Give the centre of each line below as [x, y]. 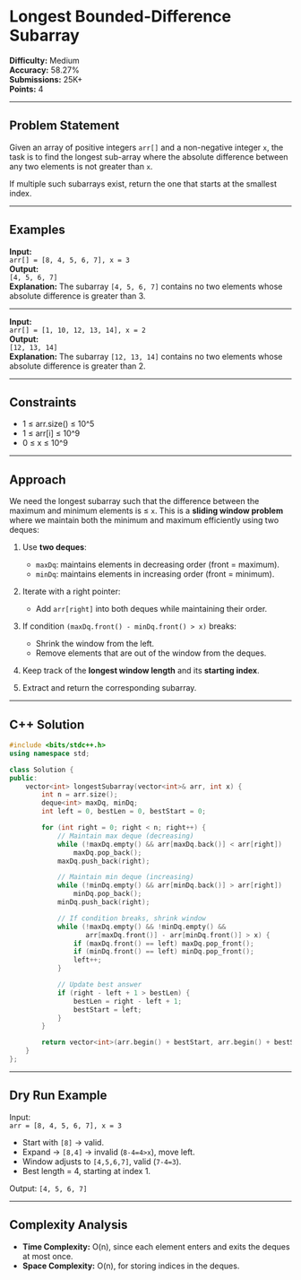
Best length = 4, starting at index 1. [86, 1171]
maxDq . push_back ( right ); [103, 861]
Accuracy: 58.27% [44, 70]
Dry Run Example [58, 1096]
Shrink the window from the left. [95, 644]
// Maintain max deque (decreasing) [125, 836]
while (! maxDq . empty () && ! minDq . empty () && [142, 927]
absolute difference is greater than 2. [77, 366]
